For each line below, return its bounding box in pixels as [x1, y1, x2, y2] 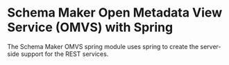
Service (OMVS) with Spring [7, 19, 173, 35]
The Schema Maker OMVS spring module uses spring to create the [7, 42, 199, 50]
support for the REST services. [20, 50, 109, 58]
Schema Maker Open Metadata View [7, 5, 223, 21]
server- [200, 42, 221, 50]
